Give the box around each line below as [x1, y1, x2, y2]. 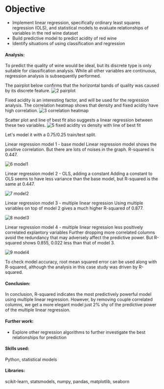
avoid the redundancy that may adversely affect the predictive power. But [5, 235, 153, 241]
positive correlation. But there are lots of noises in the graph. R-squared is [5, 146, 154, 152]
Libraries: [5, 367, 25, 373]
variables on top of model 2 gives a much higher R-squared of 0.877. [5, 205, 143, 211]
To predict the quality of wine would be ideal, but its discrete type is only [5, 63, 152, 69]
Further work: [5, 318, 34, 324]
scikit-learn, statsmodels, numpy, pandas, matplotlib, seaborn [5, 378, 130, 384]
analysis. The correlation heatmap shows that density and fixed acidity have [5, 102, 159, 108]
